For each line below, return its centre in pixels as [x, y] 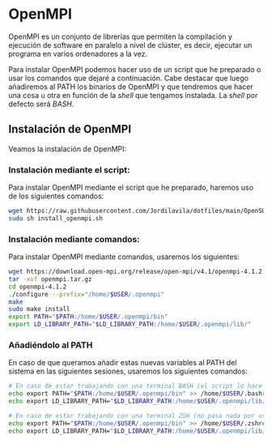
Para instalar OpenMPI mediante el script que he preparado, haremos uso [131, 188]
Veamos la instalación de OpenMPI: [68, 149]
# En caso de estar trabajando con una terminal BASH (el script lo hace [136, 386]
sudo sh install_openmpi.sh [56, 218]
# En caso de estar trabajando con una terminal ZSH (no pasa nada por [132, 416]
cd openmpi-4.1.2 [38, 287]
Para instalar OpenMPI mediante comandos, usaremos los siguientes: [124, 257]
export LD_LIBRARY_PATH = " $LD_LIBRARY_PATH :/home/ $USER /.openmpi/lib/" [130, 325]
